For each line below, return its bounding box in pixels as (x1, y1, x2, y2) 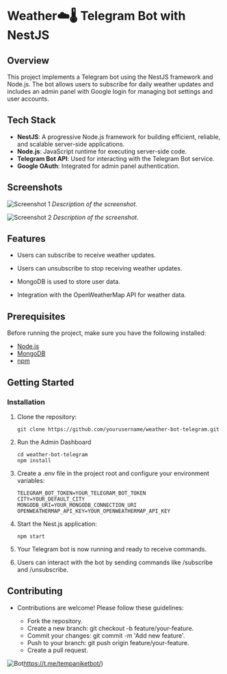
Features (7, 233, 46, 245)
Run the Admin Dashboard (16, 438, 92, 446)
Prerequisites (7, 310, 66, 322)
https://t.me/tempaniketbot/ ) (23, 659, 104, 667)
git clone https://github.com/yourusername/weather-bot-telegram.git (16, 425, 220, 433)
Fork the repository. (27, 616, 83, 625)
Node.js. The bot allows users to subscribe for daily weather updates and (7, 80, 214, 88)
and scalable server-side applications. (16, 140, 125, 148)
